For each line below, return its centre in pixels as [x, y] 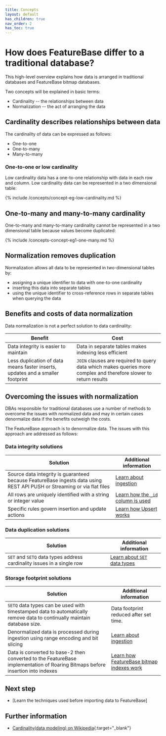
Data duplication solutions [37, 530]
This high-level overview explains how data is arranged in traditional [75, 77]
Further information [36, 716]
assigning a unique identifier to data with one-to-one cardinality [77, 282]
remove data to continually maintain [49, 618]
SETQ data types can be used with [46, 605]
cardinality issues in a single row [45, 563]
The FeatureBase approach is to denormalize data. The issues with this [77, 429]
